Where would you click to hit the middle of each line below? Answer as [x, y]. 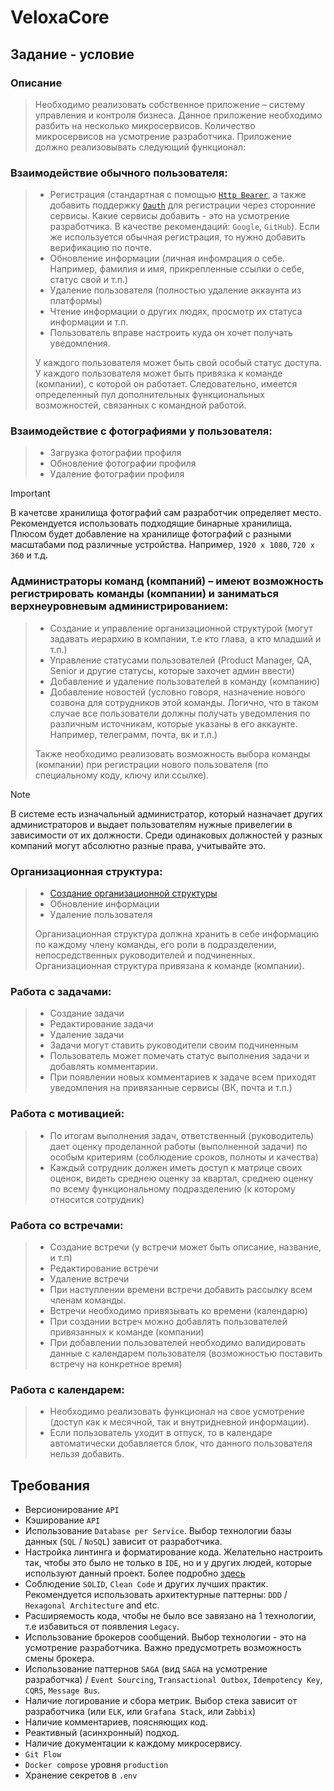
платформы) [76, 301]
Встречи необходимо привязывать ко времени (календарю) [178, 1310]
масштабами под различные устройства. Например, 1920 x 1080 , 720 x [162, 545]
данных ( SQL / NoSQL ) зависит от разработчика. [123, 1542]
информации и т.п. [89, 322]
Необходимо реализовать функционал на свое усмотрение [177, 1412]
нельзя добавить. [87, 1454]
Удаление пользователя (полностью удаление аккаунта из [175, 290]
